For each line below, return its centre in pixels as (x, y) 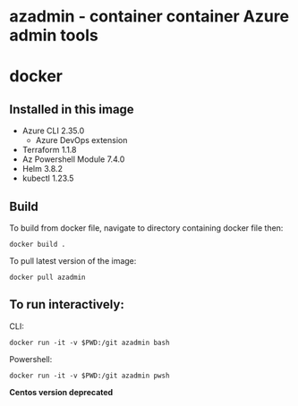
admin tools (54, 35)
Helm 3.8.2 (42, 169)
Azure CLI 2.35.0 (53, 131)
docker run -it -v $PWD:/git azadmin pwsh (89, 376)
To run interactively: (67, 304)
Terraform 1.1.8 (49, 150)
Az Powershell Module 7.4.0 (73, 159)
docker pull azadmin (48, 277)
